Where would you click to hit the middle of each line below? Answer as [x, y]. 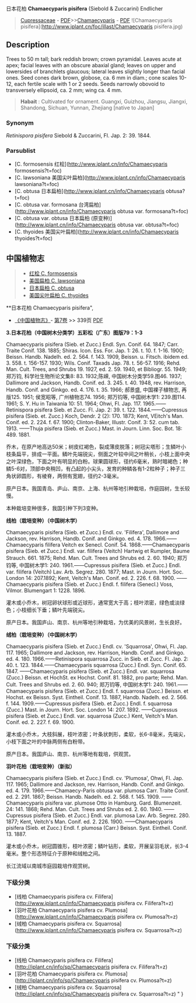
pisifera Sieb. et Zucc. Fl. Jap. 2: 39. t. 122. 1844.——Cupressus [111, 410]
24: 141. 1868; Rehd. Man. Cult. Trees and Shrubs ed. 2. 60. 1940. [85, 809]
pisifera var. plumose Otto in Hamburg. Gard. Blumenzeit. [113, 803]
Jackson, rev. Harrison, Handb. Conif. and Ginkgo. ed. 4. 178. [79, 539]
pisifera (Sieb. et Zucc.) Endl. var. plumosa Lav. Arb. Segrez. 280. [111, 816]
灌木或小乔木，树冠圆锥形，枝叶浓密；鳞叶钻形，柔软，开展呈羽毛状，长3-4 [97, 846]
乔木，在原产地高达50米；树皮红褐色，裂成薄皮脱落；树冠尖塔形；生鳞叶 [94, 447]
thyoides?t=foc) [34, 238]
